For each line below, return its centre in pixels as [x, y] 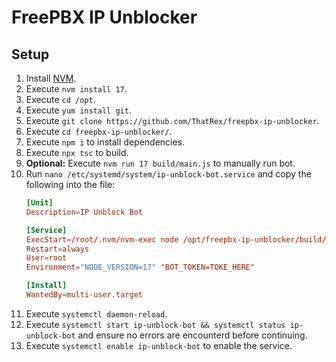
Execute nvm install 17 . [76, 89]
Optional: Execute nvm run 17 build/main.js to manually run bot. [160, 163]
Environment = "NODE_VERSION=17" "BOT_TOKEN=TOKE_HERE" [140, 267]
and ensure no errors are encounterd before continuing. [192, 335]
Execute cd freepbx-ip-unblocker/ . [99, 131]
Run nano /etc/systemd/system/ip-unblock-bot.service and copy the [168, 174]
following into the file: [70, 184]
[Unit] [39, 203]
